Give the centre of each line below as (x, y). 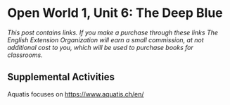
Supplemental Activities (61, 77)
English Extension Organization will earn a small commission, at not (106, 39)
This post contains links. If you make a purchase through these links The (113, 32)
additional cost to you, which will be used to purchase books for (100, 47)
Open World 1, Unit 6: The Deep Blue (115, 13)
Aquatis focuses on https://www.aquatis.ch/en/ (76, 94)
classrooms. (25, 55)
